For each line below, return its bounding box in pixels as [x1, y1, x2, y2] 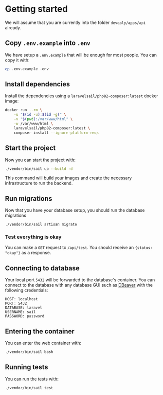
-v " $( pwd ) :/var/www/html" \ [14, 117, 73, 122]
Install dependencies [5, 80, 70, 88]
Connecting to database [5, 264, 80, 272]
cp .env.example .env [5, 66, 49, 71]
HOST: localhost [5, 297, 38, 302]
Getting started [5, 3, 68, 15]
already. [5, 24, 21, 30]
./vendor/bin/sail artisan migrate [5, 222, 77, 227]
